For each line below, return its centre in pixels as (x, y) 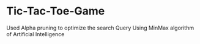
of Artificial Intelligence (35, 34)
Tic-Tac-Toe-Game (56, 11)
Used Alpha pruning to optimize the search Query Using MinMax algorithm (100, 28)
